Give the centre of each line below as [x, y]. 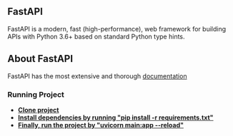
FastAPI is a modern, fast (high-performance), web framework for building [117, 28]
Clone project [38, 110]
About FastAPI [40, 59]
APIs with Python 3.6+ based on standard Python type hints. [96, 36]
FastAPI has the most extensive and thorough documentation [97, 76]
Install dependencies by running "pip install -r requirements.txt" [115, 117]
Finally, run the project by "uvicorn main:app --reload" [101, 125]
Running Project [36, 94]
